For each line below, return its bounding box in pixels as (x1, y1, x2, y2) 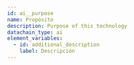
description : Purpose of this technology (7, 22, 128, 29)
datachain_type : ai (7, 28, 63, 36)
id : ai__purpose (7, 9, 54, 17)
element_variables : (7, 35, 63, 42)
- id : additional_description (13, 41, 100, 48)
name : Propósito (7, 16, 54, 23)
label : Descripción (19, 48, 76, 55)
